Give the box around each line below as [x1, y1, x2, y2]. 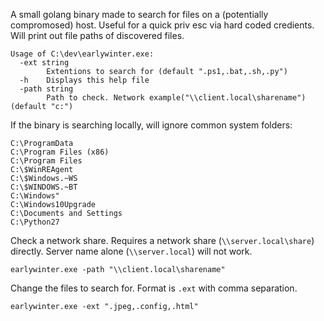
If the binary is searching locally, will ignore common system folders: [10, 119, 293, 131]
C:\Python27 [10, 217, 60, 227]
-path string [19, 84, 74, 94]
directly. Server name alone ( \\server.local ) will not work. [10, 245, 253, 257]
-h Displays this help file [19, 75, 150, 85]
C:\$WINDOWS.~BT [10, 182, 78, 192]
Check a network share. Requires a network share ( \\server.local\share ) [10, 235, 315, 246]
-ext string [19, 58, 70, 68]
